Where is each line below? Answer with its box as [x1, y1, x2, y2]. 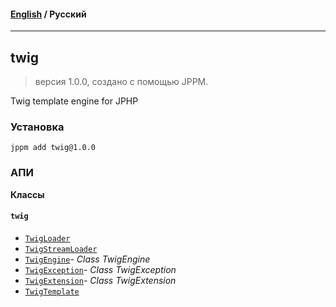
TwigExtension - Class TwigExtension [24, 274, 177, 286]
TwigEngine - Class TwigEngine [24, 253, 151, 265]
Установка [10, 120, 65, 134]
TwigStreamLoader [24, 244, 98, 254]
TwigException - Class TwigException [24, 263, 177, 275]
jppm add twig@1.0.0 [10, 143, 97, 153]
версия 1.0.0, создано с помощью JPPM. [34, 76, 209, 88]
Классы [10, 188, 45, 200]
